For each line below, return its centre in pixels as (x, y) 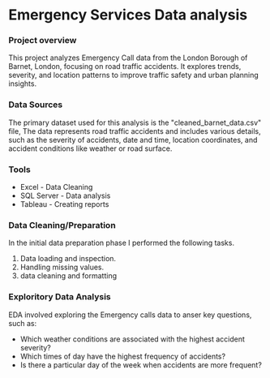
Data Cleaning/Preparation (62, 225)
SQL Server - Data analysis (65, 195)
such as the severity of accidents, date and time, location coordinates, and (133, 140)
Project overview (43, 41)
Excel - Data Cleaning (56, 187)
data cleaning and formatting (69, 276)
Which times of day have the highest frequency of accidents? (122, 356)
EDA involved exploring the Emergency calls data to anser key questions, (130, 315)
